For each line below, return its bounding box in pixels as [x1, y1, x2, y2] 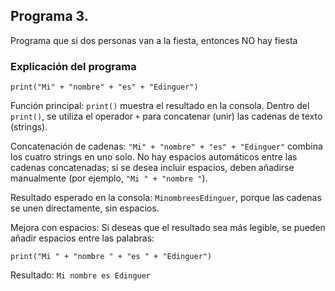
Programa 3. [10, 8, 89, 25]
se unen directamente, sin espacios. [10, 202, 160, 214]
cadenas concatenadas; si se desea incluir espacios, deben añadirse [10, 162, 295, 174]
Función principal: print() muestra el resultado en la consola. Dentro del [10, 100, 310, 112]
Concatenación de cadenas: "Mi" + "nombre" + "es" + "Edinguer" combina [10, 140, 323, 153]
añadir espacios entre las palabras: [10, 232, 155, 244]
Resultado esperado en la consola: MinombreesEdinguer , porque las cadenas [10, 192, 322, 204]
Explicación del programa [10, 59, 137, 73]
